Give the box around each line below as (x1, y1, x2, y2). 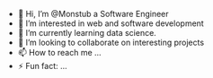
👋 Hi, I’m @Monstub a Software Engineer (17, 9, 169, 19)
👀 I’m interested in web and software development (17, 18, 204, 29)
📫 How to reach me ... (17, 48, 102, 57)
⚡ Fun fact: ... (17, 61, 67, 71)
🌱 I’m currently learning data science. (17, 28, 157, 38)
